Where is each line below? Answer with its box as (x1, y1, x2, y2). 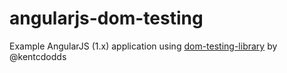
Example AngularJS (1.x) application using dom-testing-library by (9, 40, 278, 52)
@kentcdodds (9, 50, 67, 62)
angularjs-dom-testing (9, 7, 204, 30)
